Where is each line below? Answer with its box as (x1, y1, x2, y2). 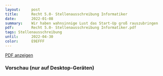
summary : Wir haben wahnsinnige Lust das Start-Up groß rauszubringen (5, 20, 159, 26)
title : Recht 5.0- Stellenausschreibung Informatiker (5, 12, 128, 17)
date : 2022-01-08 (5, 16, 54, 21)
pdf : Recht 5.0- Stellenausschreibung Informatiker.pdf (5, 25, 137, 30)
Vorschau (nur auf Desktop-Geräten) (5, 64, 94, 71)
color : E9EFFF (5, 39, 45, 44)
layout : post (5, 7, 41, 12)
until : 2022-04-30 (5, 35, 54, 39)
